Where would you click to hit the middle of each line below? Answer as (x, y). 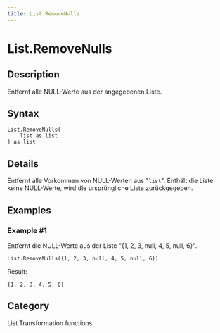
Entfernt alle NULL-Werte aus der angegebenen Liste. (85, 92)
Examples (29, 210)
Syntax (23, 114)
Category (28, 306)
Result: (17, 271)
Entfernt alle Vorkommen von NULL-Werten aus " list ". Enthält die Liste (110, 181)
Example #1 (27, 230)
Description (33, 75)
